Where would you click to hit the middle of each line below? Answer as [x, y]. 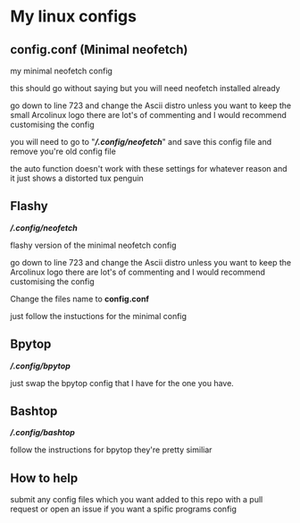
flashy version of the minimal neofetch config [93, 245]
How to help [44, 478]
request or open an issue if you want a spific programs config [124, 509]
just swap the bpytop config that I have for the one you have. [122, 383]
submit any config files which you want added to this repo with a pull [137, 500]
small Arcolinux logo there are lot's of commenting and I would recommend [148, 115]
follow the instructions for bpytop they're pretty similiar [111, 450]
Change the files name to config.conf [80, 299]
